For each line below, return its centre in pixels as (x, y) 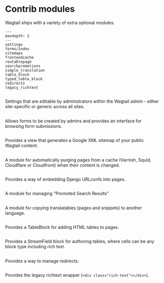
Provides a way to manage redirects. (42, 261)
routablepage (18, 62)
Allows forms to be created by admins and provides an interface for (73, 121)
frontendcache (20, 57)
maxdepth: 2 (17, 36)
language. (15, 213)
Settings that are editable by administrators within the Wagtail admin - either (82, 101)
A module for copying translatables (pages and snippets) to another (74, 208)
